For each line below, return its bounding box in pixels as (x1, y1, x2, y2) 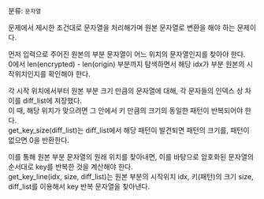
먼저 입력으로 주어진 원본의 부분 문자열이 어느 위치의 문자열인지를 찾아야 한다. (8, 50, 246, 58)
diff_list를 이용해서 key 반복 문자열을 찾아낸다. (8, 182, 151, 191)
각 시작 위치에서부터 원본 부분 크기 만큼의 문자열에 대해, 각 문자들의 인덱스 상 (8, 86, 244, 96)
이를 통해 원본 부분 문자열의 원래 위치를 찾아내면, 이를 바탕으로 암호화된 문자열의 (8, 152, 255, 161)
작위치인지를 (8, 69, 47, 78)
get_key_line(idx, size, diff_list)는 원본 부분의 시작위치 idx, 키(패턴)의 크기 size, (8, 172, 254, 181)
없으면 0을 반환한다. (8, 136, 69, 145)
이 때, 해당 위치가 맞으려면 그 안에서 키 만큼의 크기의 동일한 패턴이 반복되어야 (8, 106, 244, 115)
